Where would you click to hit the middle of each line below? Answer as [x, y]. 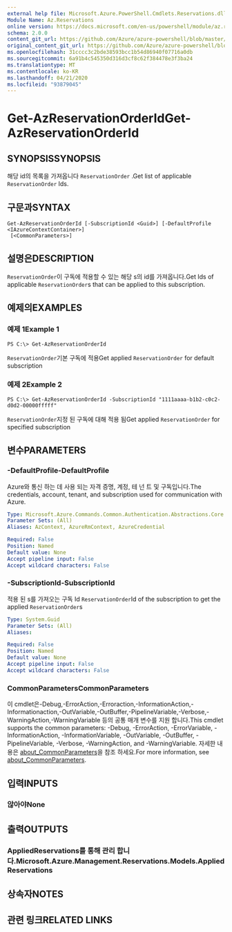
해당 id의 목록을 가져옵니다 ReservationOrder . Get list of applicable [99, 176]
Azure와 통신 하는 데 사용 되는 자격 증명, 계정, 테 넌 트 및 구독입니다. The [104, 486]
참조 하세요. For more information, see [157, 752]
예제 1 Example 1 [33, 329]
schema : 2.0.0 [28, 33]
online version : [30, 26]
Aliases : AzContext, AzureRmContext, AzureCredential [86, 527]
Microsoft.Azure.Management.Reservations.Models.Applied [120, 861]
